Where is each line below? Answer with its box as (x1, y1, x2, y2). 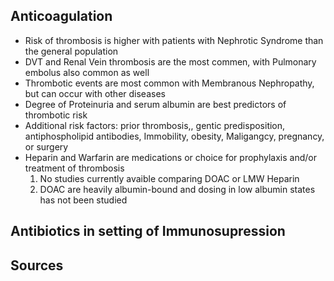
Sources (10, 257, 64, 274)
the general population (24, 45, 119, 57)
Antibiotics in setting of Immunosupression (10, 223, 286, 240)
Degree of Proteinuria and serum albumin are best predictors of (24, 98, 287, 110)
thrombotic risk (24, 109, 88, 121)
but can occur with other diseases (24, 87, 166, 99)
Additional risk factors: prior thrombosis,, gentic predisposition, (24, 119, 286, 131)
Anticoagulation (10, 8, 113, 25)
